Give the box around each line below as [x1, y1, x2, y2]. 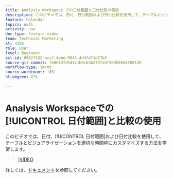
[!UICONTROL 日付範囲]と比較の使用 [5, 115, 161, 127]
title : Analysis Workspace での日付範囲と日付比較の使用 [5, 7, 119, 13]
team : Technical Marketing [5, 36, 63, 42]
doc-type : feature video [5, 31, 59, 36]
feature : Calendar [5, 17, 45, 22]
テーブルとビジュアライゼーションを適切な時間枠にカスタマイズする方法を [5, 140, 163, 146]
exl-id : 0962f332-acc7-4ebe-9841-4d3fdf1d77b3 [5, 55, 107, 61]
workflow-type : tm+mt [5, 65, 52, 70]
